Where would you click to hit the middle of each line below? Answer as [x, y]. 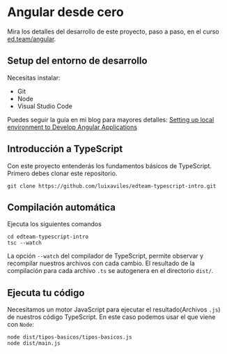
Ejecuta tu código [46, 293]
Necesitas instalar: [34, 78]
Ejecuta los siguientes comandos [55, 224]
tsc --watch [24, 243]
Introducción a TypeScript [65, 149]
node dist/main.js [34, 344]
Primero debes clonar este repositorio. [62, 173]
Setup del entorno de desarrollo [77, 61]
